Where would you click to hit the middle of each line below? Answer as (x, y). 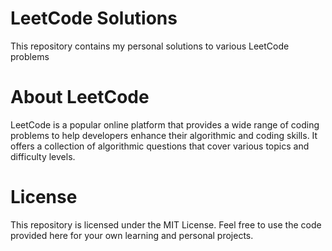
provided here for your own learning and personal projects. (132, 235)
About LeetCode (80, 97)
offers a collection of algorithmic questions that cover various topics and (160, 146)
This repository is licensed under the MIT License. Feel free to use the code (166, 224)
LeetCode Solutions (94, 18)
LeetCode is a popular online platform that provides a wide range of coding (165, 124)
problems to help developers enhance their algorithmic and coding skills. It (164, 135)
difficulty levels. (43, 156)
